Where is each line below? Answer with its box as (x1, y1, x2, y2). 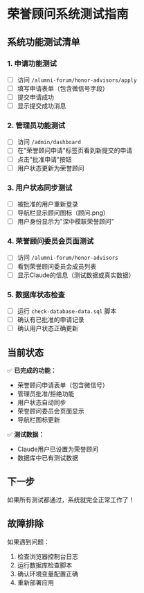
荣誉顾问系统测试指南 (7, 6, 129, 22)
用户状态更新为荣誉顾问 (17, 163, 84, 172)
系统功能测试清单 (7, 36, 80, 48)
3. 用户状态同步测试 (7, 183, 73, 193)
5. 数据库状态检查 (7, 290, 66, 299)
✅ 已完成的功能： (7, 366, 57, 374)
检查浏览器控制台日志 (17, 552, 78, 560)
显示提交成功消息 (17, 102, 66, 110)
